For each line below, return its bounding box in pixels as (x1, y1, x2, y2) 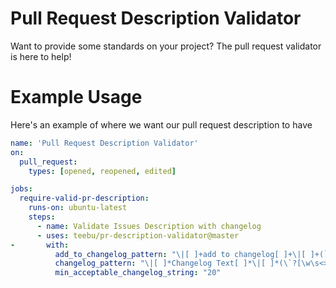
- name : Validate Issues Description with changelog (36, 221, 262, 231)
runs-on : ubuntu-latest (28, 203, 128, 213)
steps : (28, 212, 56, 222)
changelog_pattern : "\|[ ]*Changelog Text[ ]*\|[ (54, 258, 267, 269)
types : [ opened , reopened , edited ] (28, 166, 177, 176)
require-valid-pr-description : (19, 193, 150, 204)
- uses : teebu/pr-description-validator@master (36, 230, 240, 241)
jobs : (10, 184, 33, 194)
